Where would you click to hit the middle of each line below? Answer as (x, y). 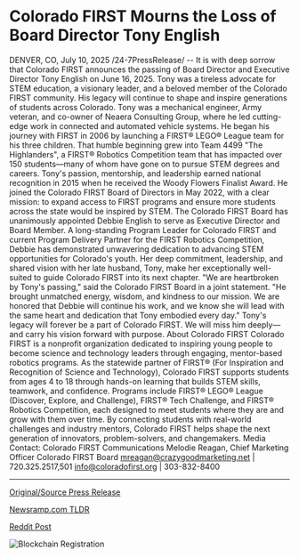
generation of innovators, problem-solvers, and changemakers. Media (137, 438)
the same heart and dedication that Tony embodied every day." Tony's (138, 315)
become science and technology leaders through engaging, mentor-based (146, 352)
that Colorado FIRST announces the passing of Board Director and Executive (149, 69)
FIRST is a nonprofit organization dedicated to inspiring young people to (141, 344)
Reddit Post (30, 526)
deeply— (264, 324)
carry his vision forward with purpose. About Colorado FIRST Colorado (155, 334)
